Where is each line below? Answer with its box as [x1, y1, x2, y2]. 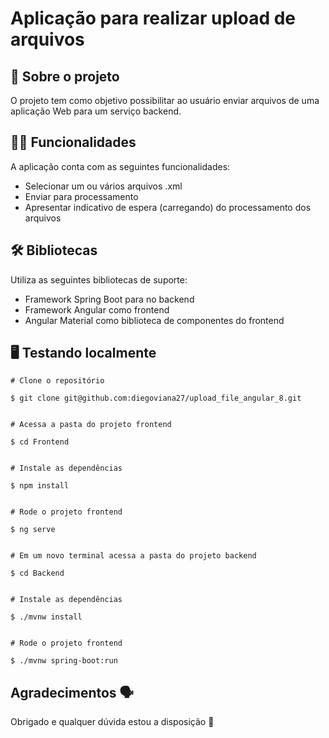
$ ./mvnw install [10, 612, 83, 622]
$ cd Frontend [10, 437, 70, 447]
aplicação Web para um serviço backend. [10, 105, 182, 117]
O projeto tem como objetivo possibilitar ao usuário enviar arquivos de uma [10, 95, 320, 106]
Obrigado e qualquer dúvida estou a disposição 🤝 [10, 716, 215, 728]
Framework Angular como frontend [24, 303, 170, 316]
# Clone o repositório [10, 376, 105, 386]
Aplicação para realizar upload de [10, 7, 297, 30]
